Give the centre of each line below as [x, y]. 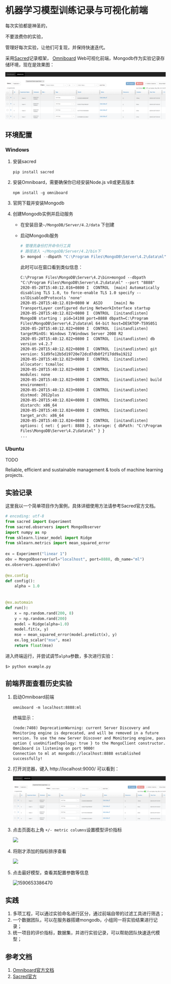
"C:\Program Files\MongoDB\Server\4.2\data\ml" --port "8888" [88, 282]
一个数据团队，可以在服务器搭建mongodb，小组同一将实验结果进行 [83, 920]
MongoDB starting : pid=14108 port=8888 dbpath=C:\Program [84, 318]
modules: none [35, 374]
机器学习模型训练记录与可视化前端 [77, 10]
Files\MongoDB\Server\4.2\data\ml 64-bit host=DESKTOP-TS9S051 [89, 323]
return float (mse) [34, 646]
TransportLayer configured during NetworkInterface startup [85, 308]
